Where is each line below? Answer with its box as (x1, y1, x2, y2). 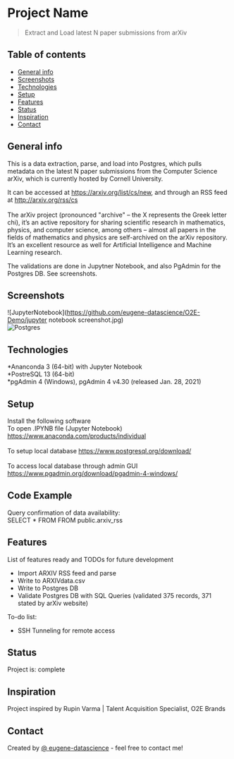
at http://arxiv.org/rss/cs (7, 196, 78, 204)
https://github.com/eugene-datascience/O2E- (66, 309, 201, 317)
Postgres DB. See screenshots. (7, 269, 97, 277)
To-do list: (7, 612, 37, 621)
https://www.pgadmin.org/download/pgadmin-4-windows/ (7, 470, 178, 477)
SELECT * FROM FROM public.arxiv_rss (7, 515, 123, 524)
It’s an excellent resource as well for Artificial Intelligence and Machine (7, 240, 212, 249)
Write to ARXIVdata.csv (17, 576, 86, 585)
